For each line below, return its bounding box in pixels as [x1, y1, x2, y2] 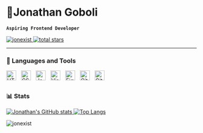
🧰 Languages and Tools [6, 57, 76, 65]
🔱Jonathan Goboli [6, 5, 98, 19]
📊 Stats [6, 92, 30, 101]
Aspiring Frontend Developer [6, 25, 80, 31]
